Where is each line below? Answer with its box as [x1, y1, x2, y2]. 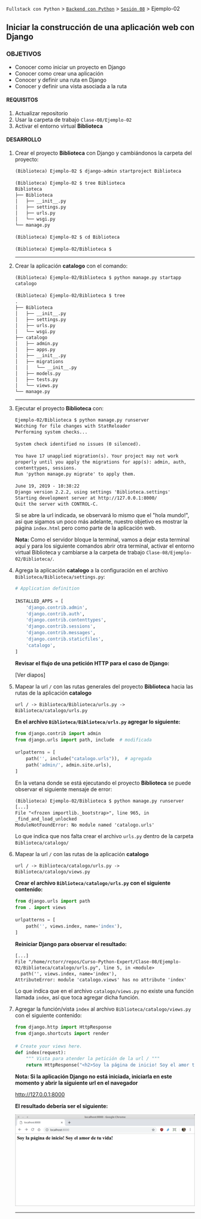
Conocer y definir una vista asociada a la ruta [14, 82, 127, 89]
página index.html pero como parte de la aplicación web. [14, 524, 157, 532]
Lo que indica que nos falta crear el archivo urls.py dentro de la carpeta [14, 832, 194, 839]
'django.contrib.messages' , [26, 630, 96, 636]
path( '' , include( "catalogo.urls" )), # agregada [26, 756, 152, 762]
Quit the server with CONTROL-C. [14, 501, 99, 508]
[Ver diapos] [14, 671, 46, 678]
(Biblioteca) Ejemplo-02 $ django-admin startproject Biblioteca [14, 168, 181, 175]
